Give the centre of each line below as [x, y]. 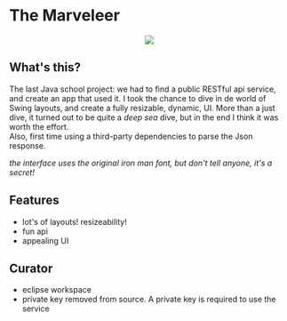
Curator [31, 268]
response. [28, 145]
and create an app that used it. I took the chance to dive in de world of [138, 98]
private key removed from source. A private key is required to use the [149, 300]
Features [34, 201]
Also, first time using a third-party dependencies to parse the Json [131, 136]
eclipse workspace [56, 290]
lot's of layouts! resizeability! [74, 221]
